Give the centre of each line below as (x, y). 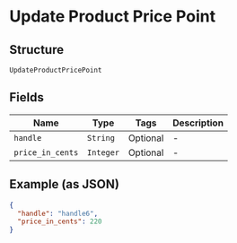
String (101, 138)
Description (198, 123)
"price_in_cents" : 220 (60, 221)
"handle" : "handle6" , (58, 213)
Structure (37, 50)
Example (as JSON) (64, 184)
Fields (27, 97)
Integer (103, 152)
